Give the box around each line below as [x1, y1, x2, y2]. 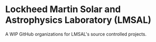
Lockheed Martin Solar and [5, 4, 121, 15]
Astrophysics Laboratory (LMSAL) [5, 14, 151, 26]
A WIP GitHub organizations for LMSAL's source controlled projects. [5, 31, 147, 37]
